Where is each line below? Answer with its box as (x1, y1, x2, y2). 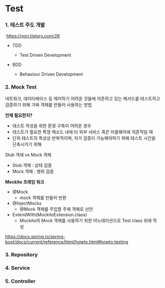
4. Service (5, 264, 31, 271)
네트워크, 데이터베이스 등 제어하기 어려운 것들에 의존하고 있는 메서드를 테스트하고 (5, 95, 161, 101)
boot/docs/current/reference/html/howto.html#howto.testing (5, 239, 129, 245)
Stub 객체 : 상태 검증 (12, 162, 52, 168)
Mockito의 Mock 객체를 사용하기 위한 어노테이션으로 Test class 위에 (19, 217, 152, 223)
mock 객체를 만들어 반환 (19, 195, 66, 201)
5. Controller (5, 278, 36, 285)
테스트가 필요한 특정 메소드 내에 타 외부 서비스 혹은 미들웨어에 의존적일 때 (12, 129, 153, 135)
